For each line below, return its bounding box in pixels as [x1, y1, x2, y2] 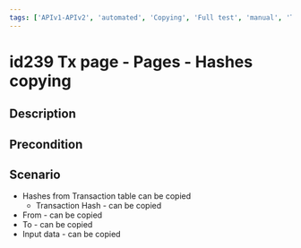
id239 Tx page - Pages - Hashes [9, 51, 254, 72]
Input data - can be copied [21, 229, 121, 240]
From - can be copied [21, 210, 103, 220]
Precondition [9, 136, 83, 152]
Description [9, 107, 76, 122]
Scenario [9, 167, 61, 182]
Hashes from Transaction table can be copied [21, 191, 192, 201]
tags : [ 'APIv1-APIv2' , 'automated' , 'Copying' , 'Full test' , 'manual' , [9, 13, 282, 22]
